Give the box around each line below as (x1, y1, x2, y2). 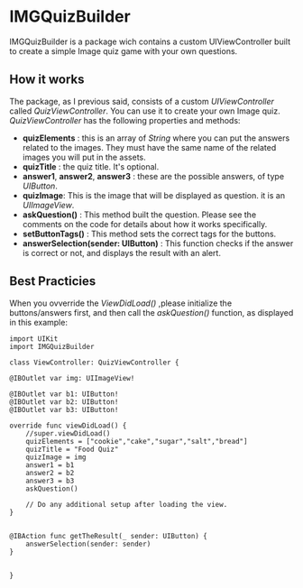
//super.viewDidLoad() (25, 428, 111, 438)
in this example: (9, 317, 68, 327)
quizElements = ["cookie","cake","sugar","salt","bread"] (25, 436, 248, 446)
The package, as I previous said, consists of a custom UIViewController (9, 96, 275, 106)
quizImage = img (25, 453, 87, 462)
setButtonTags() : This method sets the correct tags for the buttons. (22, 228, 277, 239)
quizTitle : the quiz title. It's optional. (22, 161, 160, 172)
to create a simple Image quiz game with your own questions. (9, 45, 238, 56)
